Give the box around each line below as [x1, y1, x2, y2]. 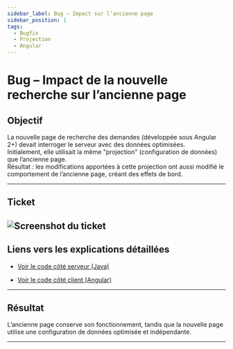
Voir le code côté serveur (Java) [17, 262, 110, 271]
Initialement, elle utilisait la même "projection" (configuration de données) [7, 148, 218, 156]
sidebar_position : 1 [7, 17, 67, 24]
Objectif [7, 114, 43, 126]
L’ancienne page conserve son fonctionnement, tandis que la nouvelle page [7, 321, 224, 329]
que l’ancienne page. [7, 155, 67, 163]
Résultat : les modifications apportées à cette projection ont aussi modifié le [7, 162, 224, 171]
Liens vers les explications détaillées [7, 244, 170, 255]
